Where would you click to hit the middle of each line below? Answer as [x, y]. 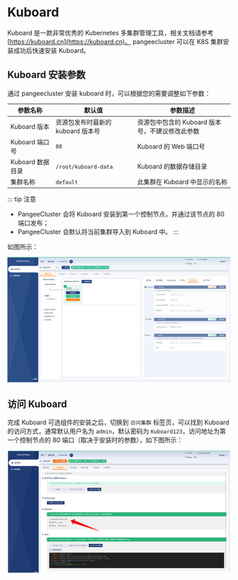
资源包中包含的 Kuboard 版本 [179, 122]
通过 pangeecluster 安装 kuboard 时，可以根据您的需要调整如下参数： [109, 93]
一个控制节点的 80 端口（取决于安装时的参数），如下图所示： [95, 440]
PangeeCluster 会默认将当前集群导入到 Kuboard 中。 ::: [98, 231]
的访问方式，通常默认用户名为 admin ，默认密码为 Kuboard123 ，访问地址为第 [117, 431]
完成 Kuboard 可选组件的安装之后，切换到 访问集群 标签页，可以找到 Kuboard [118, 422]
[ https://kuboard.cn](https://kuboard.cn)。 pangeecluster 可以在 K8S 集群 [115, 41]
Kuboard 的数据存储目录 [172, 166]
